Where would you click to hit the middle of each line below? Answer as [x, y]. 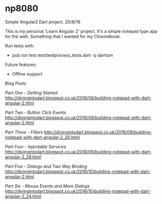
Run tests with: [20, 46]
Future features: [21, 64]
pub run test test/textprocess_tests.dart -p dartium [62, 55]
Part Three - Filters [24, 132]
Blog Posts [16, 83]
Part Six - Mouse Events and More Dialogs [47, 186]
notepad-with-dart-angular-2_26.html [42, 137]
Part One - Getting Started [31, 93]
